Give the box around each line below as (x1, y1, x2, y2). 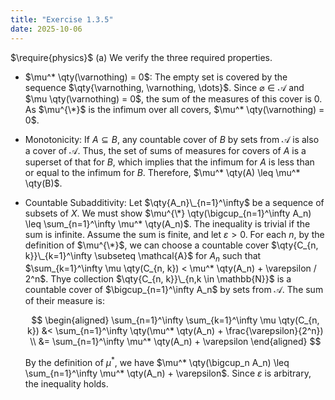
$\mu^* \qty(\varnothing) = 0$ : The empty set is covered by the (24, 71, 288, 83)
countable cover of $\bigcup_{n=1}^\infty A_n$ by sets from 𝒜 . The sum (24, 284, 324, 296)
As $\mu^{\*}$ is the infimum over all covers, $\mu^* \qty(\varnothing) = (24, 103, 325, 115)
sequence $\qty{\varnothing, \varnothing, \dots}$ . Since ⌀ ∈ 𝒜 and (24, 81, 305, 93)
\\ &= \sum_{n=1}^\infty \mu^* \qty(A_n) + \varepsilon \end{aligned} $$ (29, 336, 322, 348)
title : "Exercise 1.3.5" (10, 14, 114, 25)
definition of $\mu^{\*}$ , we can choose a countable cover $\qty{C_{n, (24, 239, 319, 251)
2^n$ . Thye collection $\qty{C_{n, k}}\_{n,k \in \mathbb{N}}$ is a (24, 273, 292, 285)
